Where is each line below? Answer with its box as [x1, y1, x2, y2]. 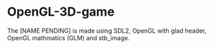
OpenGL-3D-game [7, 4, 115, 20]
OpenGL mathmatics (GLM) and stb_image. [7, 33, 130, 42]
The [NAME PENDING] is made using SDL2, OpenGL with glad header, [7, 27, 207, 35]
